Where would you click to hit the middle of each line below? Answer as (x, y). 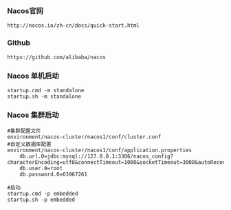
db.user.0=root (41, 169)
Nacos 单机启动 (33, 76)
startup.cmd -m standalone (46, 90)
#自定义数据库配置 (29, 145)
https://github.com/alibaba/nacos (57, 57)
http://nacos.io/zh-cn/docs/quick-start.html (73, 25)
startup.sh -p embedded (41, 200)
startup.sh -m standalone (44, 96)
